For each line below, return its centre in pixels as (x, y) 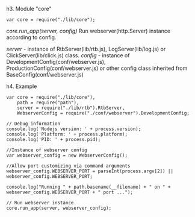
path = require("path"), (48, 102)
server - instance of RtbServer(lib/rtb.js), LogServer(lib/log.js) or (86, 49)
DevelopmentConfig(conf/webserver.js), (56, 62)
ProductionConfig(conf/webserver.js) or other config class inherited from (97, 68)
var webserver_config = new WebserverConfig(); (67, 156)
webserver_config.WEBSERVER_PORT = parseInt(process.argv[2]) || (90, 171)
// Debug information (33, 124)
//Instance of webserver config (47, 150)
